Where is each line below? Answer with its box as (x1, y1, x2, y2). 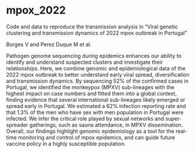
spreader (6, 121, 28, 128)
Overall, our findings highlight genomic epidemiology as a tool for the (6, 128, 174, 135)
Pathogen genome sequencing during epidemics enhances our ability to (6, 52, 182, 59)
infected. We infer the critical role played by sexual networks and (6, 115, 164, 122)
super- (165, 115, 182, 122)
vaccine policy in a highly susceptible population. (6, 140, 126, 147)
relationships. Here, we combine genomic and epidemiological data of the (6, 64, 186, 71)
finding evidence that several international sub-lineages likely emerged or (6, 96, 186, 103)
